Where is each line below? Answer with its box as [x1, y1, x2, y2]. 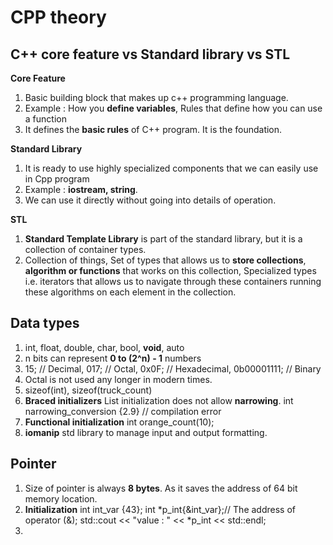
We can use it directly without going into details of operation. [24, 194, 277, 206]
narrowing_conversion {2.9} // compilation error [24, 405, 222, 417]
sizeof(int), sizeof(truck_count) [24, 384, 153, 396]
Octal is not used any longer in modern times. [24, 373, 213, 385]
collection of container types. [24, 244, 147, 255]
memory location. [24, 492, 98, 505]
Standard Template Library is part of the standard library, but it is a [24, 233, 303, 245]
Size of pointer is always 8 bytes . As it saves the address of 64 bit [24, 482, 298, 494]
